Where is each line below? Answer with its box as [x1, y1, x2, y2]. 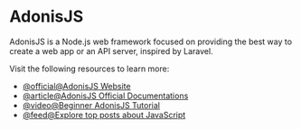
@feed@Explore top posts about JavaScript [22, 109, 186, 120]
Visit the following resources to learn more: [9, 63, 170, 74]
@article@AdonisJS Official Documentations [22, 90, 189, 101]
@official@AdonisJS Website [22, 80, 131, 91]
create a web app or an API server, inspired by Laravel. [9, 45, 214, 56]
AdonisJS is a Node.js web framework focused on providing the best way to [9, 36, 292, 47]
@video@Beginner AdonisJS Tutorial [22, 99, 161, 110]
